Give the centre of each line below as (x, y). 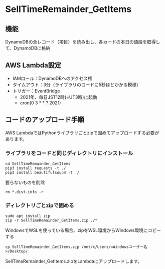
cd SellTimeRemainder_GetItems (38, 163)
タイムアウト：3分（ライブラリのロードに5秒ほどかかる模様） (77, 84)
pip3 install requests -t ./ (36, 168)
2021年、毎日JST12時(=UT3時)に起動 (58, 97)
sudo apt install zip (28, 216)
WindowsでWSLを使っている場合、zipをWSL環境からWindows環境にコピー (83, 230)
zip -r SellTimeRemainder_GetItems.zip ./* (51, 220)
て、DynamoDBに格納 (28, 48)
